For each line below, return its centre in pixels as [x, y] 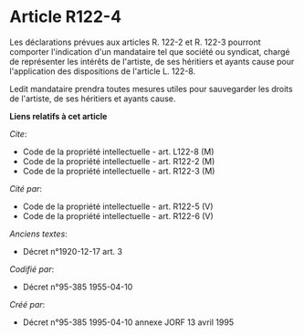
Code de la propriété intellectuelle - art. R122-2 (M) [119, 161]
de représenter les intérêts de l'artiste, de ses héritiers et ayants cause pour [152, 61]
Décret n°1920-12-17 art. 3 [73, 251]
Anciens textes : [39, 234]
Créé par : [27, 304]
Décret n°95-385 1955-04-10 [78, 287]
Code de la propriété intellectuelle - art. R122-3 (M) [119, 171]
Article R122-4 [65, 17]
